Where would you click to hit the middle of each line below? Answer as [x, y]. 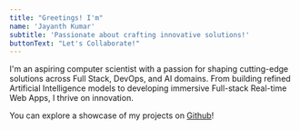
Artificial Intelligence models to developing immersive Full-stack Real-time [148, 88]
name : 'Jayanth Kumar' [52, 26]
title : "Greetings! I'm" [56, 18]
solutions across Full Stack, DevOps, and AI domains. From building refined [150, 79]
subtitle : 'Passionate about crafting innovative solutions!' [130, 35]
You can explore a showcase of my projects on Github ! [112, 115]
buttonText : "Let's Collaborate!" [75, 43]
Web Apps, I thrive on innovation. [71, 98]
